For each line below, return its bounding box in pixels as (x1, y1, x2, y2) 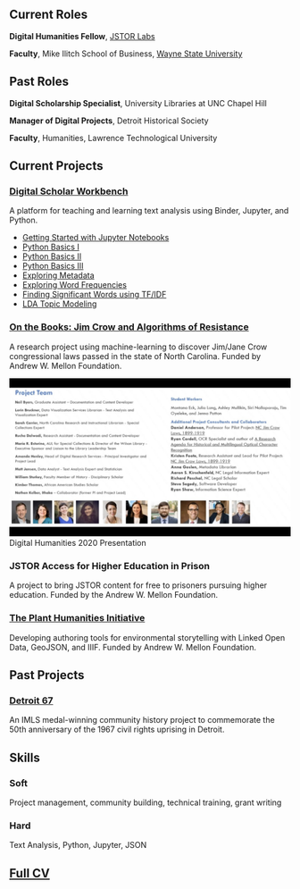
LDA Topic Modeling (21, 298, 97, 309)
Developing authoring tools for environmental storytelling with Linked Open (9, 632, 286, 642)
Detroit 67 (9, 694, 54, 707)
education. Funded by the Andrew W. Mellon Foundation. (9, 590, 219, 600)
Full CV (9, 866, 51, 881)
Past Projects (9, 667, 85, 683)
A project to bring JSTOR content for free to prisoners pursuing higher (9, 580, 268, 591)
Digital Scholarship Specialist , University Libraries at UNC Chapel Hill (9, 97, 268, 108)
